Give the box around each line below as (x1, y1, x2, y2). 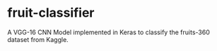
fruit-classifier (7, 5, 95, 21)
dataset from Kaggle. (7, 35, 69, 43)
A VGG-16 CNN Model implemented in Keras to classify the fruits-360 (7, 28, 210, 36)
